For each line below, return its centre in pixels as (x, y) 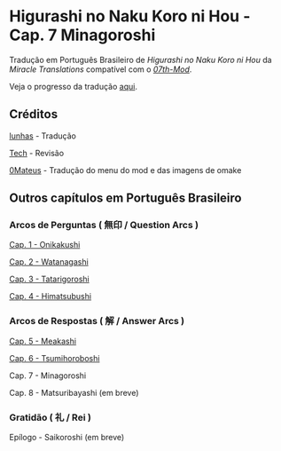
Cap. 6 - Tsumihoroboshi (55, 358)
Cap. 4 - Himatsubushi (50, 297)
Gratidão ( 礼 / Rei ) (50, 417)
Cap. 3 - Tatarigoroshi (50, 279)
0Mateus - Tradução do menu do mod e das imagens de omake (125, 170)
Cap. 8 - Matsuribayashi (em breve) (74, 392)
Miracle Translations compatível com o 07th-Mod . (101, 69)
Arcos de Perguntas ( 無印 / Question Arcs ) (104, 225)
